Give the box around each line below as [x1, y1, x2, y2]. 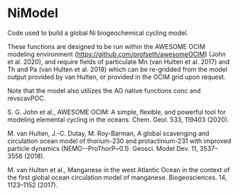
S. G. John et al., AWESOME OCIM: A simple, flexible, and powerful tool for [7, 107, 226, 116]
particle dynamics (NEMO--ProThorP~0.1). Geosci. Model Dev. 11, [7, 144, 199, 152]
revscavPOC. [7, 94, 46, 102]
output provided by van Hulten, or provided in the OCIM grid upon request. [7, 73, 226, 81]
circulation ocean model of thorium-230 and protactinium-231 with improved [7, 137, 232, 145]
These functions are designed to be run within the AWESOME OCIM [7, 42, 206, 51]
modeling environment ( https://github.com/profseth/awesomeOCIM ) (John [7, 50, 226, 58]
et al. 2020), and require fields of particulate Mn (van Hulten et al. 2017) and [7, 57, 230, 65]
